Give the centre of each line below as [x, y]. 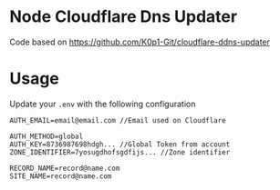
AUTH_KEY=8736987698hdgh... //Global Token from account [120, 144]
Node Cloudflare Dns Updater [124, 17]
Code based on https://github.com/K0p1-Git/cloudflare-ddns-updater [140, 42]
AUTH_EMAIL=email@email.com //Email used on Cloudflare [118, 120]
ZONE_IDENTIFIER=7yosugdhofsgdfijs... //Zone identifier [120, 152]
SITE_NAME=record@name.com [61, 176]
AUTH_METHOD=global [47, 136]
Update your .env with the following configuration [103, 104]
